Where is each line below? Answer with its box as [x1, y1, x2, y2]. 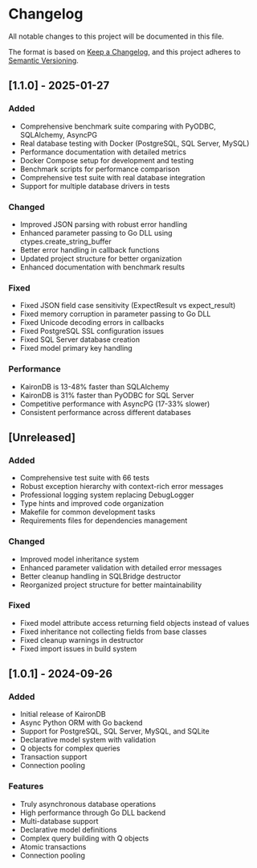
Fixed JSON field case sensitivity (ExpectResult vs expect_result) [19, 301, 236, 311]
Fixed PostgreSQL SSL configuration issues [19, 327, 165, 336]
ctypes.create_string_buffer [19, 237, 112, 246]
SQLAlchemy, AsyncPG [19, 130, 98, 139]
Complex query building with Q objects [19, 833, 149, 843]
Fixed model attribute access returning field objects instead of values [19, 618, 250, 627]
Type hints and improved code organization [19, 499, 165, 508]
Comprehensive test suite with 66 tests [19, 473, 150, 483]
